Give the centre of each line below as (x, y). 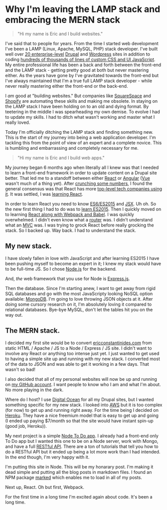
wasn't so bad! (20, 369)
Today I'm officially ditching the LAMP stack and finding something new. (79, 132)
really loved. (18, 122)
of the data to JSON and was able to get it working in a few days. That (77, 364)
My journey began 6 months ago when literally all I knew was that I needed (82, 167)
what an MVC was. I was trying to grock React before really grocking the (80, 225)
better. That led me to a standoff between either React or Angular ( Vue (78, 178)
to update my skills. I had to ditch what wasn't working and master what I (80, 117)
